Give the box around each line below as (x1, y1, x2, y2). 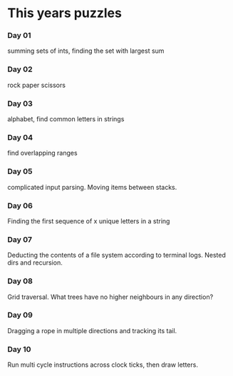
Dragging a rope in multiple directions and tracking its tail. (7, 326, 177, 335)
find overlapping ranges (7, 148, 78, 158)
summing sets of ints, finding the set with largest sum (7, 46, 165, 55)
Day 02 (7, 64, 33, 74)
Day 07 (7, 234, 32, 244)
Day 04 (7, 133, 33, 142)
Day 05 (7, 166, 33, 176)
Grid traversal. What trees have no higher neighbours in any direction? (7, 293, 214, 301)
